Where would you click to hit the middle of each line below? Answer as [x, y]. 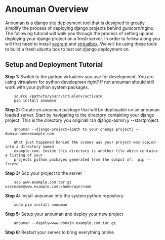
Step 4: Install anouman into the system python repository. [65, 195]
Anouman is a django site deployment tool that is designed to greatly [75, 23]
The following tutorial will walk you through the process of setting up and [80, 33]
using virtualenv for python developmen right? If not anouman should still [80, 82]
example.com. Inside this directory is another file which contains [86, 151]
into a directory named [30, 146]
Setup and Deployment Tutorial [54, 65]
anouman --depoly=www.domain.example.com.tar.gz [65, 223]
